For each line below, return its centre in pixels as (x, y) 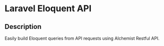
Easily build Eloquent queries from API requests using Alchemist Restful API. (82, 38)
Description (23, 27)
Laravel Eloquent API (48, 9)
